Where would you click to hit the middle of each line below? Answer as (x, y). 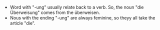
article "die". (23, 23)
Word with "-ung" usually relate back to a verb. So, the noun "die (77, 7)
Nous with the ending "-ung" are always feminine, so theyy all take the (82, 18)
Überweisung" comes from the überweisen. (55, 12)
